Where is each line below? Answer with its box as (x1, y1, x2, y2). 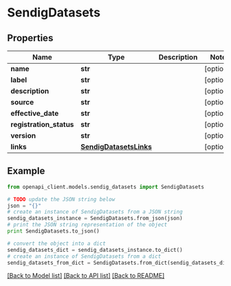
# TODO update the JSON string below (7, 195, 115, 203)
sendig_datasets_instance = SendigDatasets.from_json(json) (7, 215, 184, 222)
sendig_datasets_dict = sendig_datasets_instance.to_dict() (7, 246, 184, 253)
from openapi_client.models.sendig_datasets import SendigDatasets (7, 183, 205, 190)
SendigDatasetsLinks (80, 142, 153, 152)
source (10, 97, 34, 107)
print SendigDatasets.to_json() (7, 228, 100, 235)
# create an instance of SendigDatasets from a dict (7, 252, 162, 260)
